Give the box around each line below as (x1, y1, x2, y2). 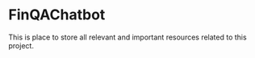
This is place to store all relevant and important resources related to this (8, 32, 248, 42)
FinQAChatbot (8, 6, 106, 24)
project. (8, 40, 35, 50)
